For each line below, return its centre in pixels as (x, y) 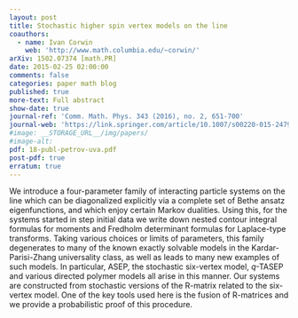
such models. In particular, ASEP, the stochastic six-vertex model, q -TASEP (146, 266)
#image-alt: (31, 141)
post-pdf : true (37, 158)
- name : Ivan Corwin (55, 42)
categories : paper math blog (63, 83)
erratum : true (35, 166)
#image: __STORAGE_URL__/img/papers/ (79, 133)
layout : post (33, 17)
